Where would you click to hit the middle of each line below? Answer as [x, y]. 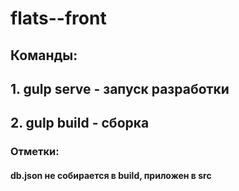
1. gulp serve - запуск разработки [120, 88]
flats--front [58, 18]
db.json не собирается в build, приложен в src [111, 175]
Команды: [44, 55]
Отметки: [35, 152]
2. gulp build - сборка [80, 123]
